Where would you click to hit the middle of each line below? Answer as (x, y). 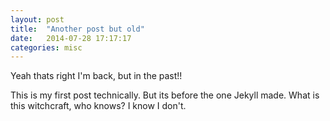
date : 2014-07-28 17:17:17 (71, 38)
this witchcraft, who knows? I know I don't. (98, 106)
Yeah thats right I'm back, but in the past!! (96, 76)
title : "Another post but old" (77, 29)
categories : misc (46, 47)
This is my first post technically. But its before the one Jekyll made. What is (165, 95)
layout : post (37, 19)
